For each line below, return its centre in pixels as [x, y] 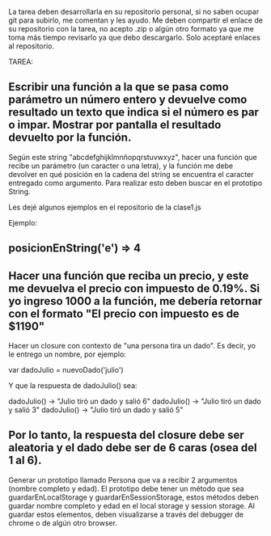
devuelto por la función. [70, 138]
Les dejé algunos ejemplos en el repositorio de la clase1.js [105, 207]
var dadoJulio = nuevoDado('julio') [66, 370]
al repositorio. [32, 46]
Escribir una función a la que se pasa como [119, 87]
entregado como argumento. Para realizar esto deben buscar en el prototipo [135, 183]
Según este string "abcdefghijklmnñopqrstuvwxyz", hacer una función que [133, 157]
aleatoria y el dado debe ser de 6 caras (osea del [133, 448]
